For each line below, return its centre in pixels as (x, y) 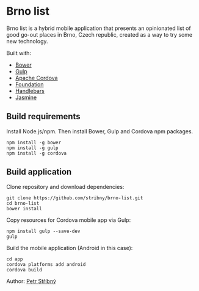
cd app (15, 259)
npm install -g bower (34, 142)
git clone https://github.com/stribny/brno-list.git (75, 198)
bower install (24, 208)
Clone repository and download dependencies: (65, 186)
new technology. (27, 41)
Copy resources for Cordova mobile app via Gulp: (69, 220)
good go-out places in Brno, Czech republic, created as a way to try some (99, 34)
